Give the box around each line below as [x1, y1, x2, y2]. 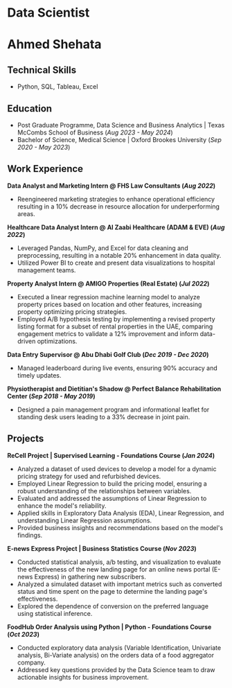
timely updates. [17, 371, 62, 379]
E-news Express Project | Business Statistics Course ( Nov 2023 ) [7, 544, 197, 552]
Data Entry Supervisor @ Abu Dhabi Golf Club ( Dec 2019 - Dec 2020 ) [7, 350, 209, 358]
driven [17, 337, 36, 345]
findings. [17, 531, 43, 539]
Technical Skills [7, 64, 77, 76]
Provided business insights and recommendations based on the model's [17, 523, 224, 531]
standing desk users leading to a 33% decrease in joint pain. [17, 412, 190, 421]
